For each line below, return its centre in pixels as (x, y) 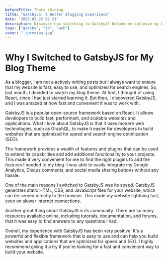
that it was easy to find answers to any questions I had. (62, 221)
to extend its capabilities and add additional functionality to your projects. (80, 154)
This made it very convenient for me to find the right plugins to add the (78, 159)
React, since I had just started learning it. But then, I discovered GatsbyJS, (81, 98)
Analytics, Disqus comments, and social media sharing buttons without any (82, 170)
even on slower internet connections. (43, 201)
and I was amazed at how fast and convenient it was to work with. (73, 103)
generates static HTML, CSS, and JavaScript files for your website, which (80, 190)
